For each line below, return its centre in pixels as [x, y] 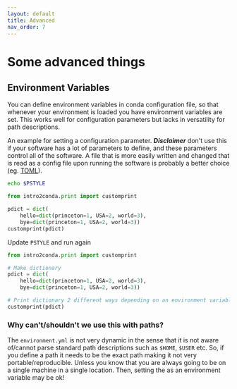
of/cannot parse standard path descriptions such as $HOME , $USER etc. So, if [116, 348]
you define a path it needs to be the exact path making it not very [102, 355]
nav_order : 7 [26, 27]
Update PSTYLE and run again [49, 242]
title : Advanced [31, 20]
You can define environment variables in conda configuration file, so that [113, 105]
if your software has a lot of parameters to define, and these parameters [112, 148]
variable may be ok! [36, 378]
